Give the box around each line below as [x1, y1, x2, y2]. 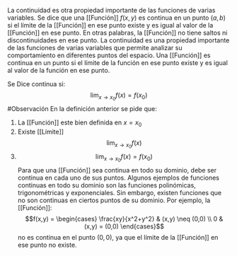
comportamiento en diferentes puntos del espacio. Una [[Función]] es [7, 51, 211, 59]
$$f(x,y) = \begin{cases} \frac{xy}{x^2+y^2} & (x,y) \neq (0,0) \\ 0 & [25, 215, 224, 223]
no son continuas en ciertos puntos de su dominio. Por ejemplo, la [17, 196, 211, 204]
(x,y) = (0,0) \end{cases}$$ [83, 222, 165, 231]
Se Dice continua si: [7, 80, 66, 88]
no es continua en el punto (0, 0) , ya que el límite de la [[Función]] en [17, 233, 219, 242]
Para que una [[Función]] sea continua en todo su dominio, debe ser [17, 166, 217, 175]
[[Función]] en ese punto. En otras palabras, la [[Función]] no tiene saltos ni [7, 28, 228, 37]
